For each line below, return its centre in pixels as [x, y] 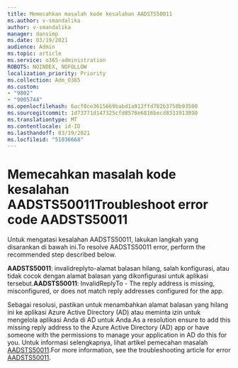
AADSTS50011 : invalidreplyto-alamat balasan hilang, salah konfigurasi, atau [118, 269]
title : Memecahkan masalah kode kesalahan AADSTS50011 [90, 14]
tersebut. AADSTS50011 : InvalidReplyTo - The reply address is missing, [111, 283]
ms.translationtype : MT [42, 119]
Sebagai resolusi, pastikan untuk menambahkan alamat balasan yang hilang [118, 305]
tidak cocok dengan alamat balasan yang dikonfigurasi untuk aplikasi [108, 276]
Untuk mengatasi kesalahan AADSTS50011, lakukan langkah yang [103, 239]
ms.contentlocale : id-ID [44, 126]
